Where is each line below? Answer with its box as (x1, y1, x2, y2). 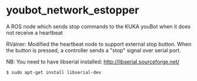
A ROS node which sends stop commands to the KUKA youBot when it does (6, 23, 191, 30)
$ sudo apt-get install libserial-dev (6, 69, 101, 75)
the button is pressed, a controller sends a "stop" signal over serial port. (6, 46, 181, 53)
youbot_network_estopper (6, 4, 140, 17)
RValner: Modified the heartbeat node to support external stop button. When (6, 41, 192, 48)
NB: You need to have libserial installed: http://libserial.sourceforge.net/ (6, 58, 180, 65)
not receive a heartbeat (6, 29, 63, 36)
